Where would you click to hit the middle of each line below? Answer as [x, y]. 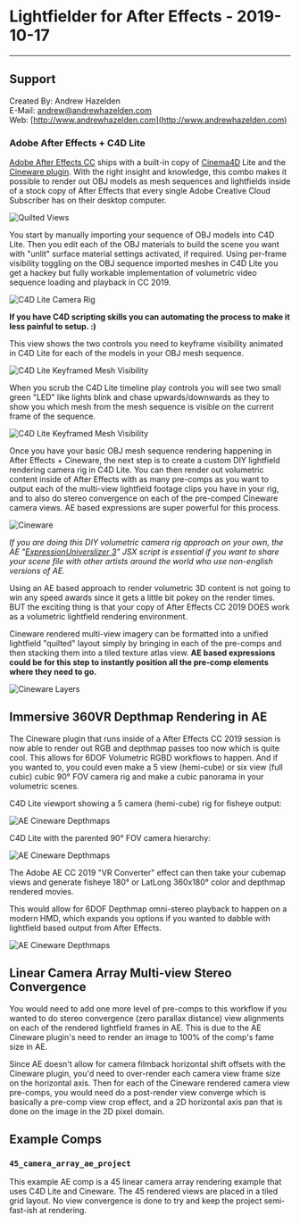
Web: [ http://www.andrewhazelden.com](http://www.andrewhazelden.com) [148, 120]
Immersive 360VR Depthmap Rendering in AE [138, 717]
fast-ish [24, 1211]
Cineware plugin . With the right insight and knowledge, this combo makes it [148, 172]
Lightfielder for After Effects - [121, 17]
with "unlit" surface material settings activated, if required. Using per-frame [148, 254]
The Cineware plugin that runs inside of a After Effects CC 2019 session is [145, 738]
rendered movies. [42, 891]
